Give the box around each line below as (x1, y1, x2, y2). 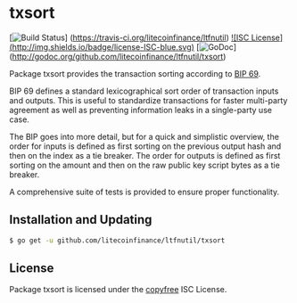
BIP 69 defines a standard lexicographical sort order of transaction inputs (9, 86, 279, 96)
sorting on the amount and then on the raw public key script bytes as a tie (9, 160, 281, 170)
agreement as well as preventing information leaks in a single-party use (9, 104, 272, 115)
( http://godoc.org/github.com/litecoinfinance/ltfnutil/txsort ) (9, 51, 227, 61)
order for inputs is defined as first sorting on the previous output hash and (9, 141, 282, 151)
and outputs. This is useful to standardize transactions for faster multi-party (9, 94, 288, 105)
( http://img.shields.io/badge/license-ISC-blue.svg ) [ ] (9, 41, 237, 52)
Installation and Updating (9, 212, 153, 227)
